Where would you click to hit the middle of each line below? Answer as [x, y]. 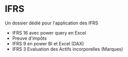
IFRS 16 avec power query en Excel [49, 33]
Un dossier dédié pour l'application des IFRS [52, 23]
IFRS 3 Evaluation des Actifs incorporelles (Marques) [68, 49]
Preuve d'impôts [29, 38]
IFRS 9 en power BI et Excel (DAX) [48, 43]
